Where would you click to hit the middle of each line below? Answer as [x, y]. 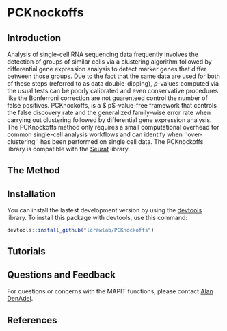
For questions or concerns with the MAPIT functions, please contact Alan [110, 291]
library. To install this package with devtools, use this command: [97, 218]
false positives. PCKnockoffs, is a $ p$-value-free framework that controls [112, 105]
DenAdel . [20, 299]
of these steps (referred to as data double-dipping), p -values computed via [113, 83]
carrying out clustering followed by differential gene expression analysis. [109, 120]
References [32, 320]
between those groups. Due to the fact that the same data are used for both [114, 76]
